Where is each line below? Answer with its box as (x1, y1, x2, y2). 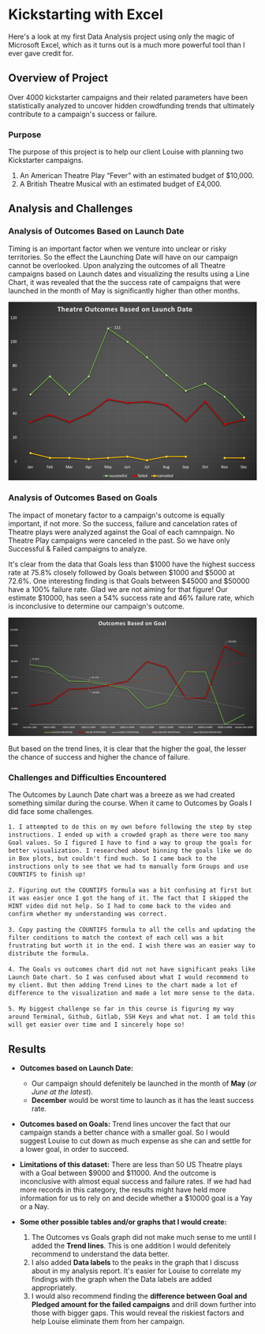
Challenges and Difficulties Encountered (8, 771, 167, 783)
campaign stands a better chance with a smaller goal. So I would (19, 1127, 230, 1137)
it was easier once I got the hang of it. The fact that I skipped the (8, 894, 248, 903)
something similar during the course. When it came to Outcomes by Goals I (8, 798, 252, 808)
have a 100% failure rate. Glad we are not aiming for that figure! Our (8, 584, 229, 594)
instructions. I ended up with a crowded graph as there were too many (8, 831, 248, 839)
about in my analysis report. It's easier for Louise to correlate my (31, 1266, 242, 1275)
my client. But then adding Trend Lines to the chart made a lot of (8, 981, 238, 990)
